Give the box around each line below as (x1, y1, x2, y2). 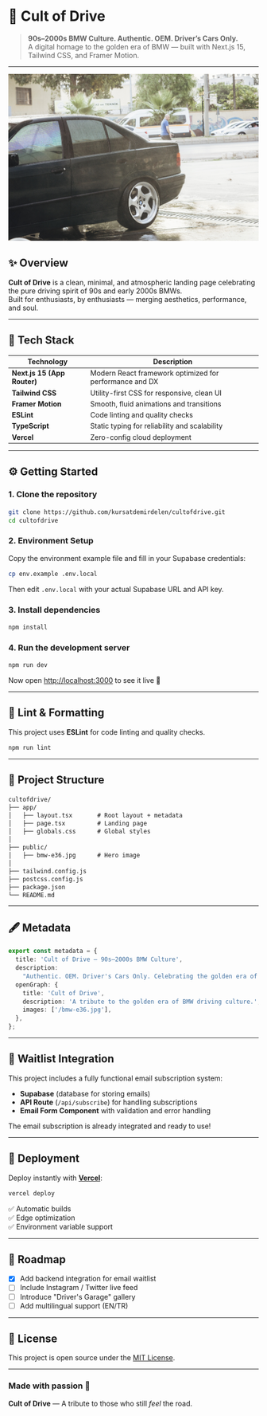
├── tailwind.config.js (8, 867, 87, 875)
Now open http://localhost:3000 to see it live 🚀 (8, 676, 161, 685)
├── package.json (8, 883, 66, 891)
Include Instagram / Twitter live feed (19, 1283, 138, 1292)
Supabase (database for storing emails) (19, 1088, 151, 1098)
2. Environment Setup (8, 535, 94, 547)
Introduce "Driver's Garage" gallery (19, 1292, 136, 1301)
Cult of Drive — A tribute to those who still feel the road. (8, 1398, 193, 1408)
